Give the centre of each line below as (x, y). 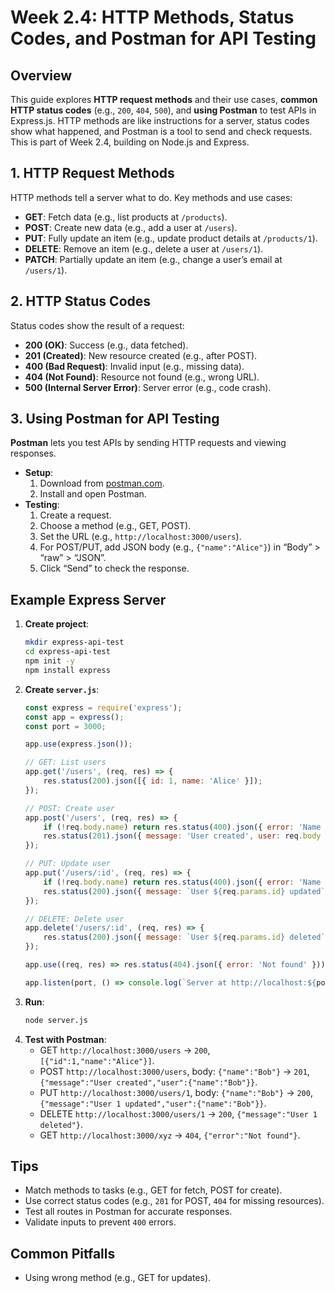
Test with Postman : (65, 1039)
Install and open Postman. (93, 494)
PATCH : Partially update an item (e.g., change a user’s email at (153, 259)
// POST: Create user (69, 808)
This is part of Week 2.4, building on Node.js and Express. (130, 142)
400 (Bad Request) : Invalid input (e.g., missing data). (134, 366)
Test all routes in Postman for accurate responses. (128, 1212)
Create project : (57, 624)
